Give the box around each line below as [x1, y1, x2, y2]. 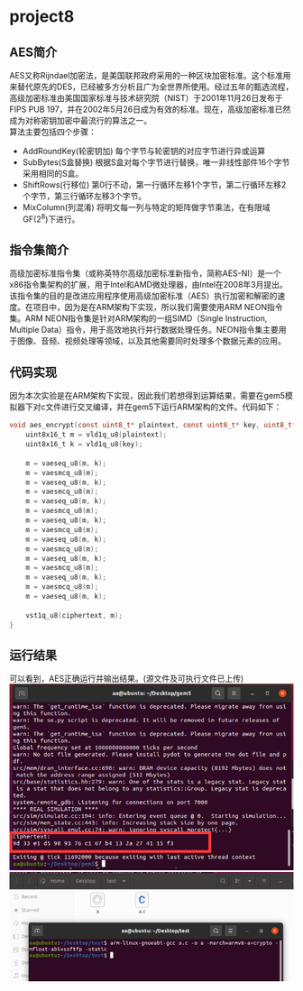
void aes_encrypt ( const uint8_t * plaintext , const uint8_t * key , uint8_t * [9, 421, 297, 430]
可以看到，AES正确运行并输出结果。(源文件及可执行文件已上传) [9, 674, 244, 684]
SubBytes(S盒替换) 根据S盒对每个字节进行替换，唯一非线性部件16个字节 [22, 157, 290, 168]
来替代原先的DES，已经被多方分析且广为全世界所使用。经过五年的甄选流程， [9, 81, 294, 92]
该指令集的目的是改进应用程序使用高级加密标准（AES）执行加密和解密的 [9, 290, 278, 301]
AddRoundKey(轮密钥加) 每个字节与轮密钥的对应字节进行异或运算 [22, 146, 266, 156]
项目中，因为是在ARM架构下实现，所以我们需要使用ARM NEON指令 [32, 302, 283, 313]
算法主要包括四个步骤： [9, 126, 96, 137]
